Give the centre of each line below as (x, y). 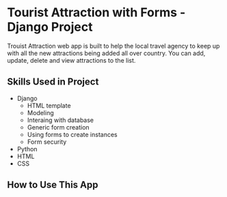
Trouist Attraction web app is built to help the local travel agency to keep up (113, 46)
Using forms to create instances (72, 134)
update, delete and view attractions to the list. (71, 60)
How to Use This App (53, 185)
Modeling (41, 112)
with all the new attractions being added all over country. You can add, (106, 53)
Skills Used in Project (53, 82)
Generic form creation (58, 127)
